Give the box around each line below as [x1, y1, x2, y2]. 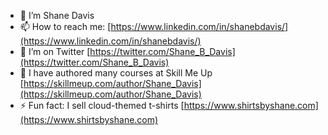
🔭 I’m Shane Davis [19, 10, 95, 21]
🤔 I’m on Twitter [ [19, 46, 91, 57]
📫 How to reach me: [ [19, 21, 112, 32]
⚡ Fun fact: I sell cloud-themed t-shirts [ [19, 100, 185, 111]
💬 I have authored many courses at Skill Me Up [19, 67, 213, 79]
